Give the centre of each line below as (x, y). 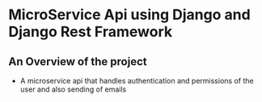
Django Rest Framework (90, 32)
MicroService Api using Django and (129, 15)
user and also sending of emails (73, 89)
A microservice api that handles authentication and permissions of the (137, 81)
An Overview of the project (78, 61)
